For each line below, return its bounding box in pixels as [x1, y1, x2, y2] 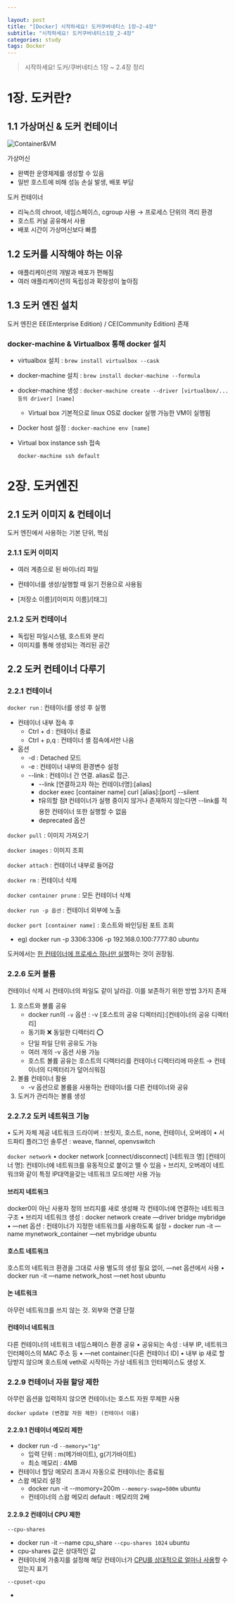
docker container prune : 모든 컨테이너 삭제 [7, 891, 132, 899]
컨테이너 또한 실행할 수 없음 [51, 808, 127, 816]
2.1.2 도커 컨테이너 [7, 615, 68, 624]
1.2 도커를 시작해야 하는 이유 [7, 248, 123, 260]
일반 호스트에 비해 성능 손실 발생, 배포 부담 [17, 178, 134, 187]
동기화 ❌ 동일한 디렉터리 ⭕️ [27, 1028, 104, 1036]
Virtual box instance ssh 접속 [17, 438, 101, 448]
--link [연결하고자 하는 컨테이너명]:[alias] [38, 780, 152, 789]
